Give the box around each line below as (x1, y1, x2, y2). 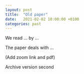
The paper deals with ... (5, 44, 54, 50)
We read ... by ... (5, 35, 39, 41)
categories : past (5, 21, 41, 26)
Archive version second (5, 64, 54, 70)
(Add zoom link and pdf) (5, 54, 55, 60)
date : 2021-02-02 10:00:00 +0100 (5, 16, 79, 21)
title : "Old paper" (5, 12, 48, 17)
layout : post (5, 7, 32, 12)
